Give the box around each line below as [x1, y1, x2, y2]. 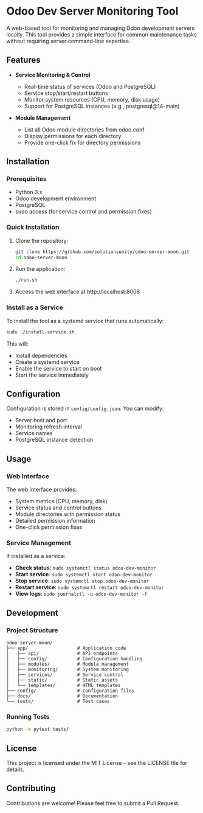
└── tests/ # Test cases [6, 699, 111, 705]
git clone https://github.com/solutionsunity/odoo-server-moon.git [15, 248, 190, 255]
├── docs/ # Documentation [6, 693, 119, 699]
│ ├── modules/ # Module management [6, 661, 129, 668]
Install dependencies [15, 352, 68, 359]
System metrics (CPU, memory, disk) [15, 498, 108, 505]
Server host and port [15, 417, 67, 424]
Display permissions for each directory [24, 132, 122, 139]
